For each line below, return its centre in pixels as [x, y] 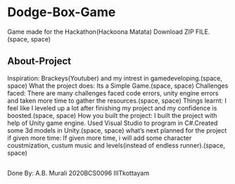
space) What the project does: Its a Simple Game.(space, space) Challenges [118, 86]
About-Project [39, 61]
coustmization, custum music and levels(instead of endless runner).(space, [116, 145]
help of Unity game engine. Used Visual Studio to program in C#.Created [113, 123]
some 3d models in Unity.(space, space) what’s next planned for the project [117, 130]
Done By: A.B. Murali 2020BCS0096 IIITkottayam [78, 173]
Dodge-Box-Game [62, 12]
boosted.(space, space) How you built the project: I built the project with [112, 115]
